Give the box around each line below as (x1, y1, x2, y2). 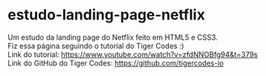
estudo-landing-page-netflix (7, 6, 205, 24)
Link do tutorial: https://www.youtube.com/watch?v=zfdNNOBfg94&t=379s (7, 49, 258, 59)
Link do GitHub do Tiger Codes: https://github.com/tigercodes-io (7, 58, 224, 68)
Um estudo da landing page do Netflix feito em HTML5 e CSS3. (7, 32, 218, 42)
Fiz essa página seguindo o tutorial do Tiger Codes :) (7, 40, 184, 50)
